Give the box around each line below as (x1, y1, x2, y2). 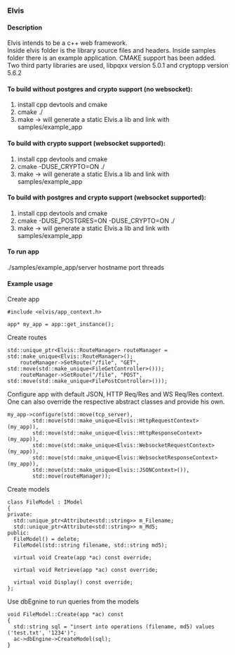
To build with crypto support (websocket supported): (7, 139, 166, 147)
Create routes (7, 333, 47, 342)
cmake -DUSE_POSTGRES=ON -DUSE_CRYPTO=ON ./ (17, 216, 175, 225)
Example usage (7, 279, 53, 287)
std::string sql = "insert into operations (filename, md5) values (13, 623, 215, 630)
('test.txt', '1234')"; (7, 630, 77, 637)
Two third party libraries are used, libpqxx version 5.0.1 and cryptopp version (7, 61, 229, 70)
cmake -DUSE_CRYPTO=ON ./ (17, 162, 105, 170)
